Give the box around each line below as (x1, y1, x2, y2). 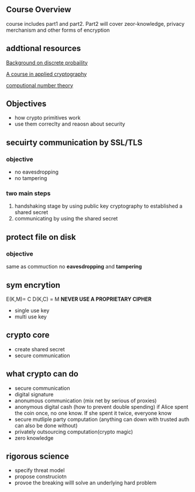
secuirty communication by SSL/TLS (6, 137, 143, 147)
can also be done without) (14, 422, 78, 429)
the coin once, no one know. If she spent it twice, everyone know (14, 409, 172, 416)
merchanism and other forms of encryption (6, 26, 110, 33)
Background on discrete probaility (6, 59, 88, 66)
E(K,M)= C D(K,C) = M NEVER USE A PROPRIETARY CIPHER (6, 296, 152, 303)
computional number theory (6, 82, 73, 89)
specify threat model (14, 467, 65, 474)
